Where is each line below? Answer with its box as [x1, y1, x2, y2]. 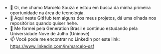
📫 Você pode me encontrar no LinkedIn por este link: [9, 36, 120, 42]
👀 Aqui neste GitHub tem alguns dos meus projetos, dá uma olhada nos [9, 15, 157, 21]
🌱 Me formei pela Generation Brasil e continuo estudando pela [9, 26, 138, 31]
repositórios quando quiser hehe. [9, 20, 78, 26]
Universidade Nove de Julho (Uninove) [9, 31, 90, 36]
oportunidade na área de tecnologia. [9, 10, 85, 16]
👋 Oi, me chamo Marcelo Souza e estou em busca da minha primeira [9, 5, 151, 10]
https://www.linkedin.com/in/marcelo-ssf [9, 43, 95, 49]
